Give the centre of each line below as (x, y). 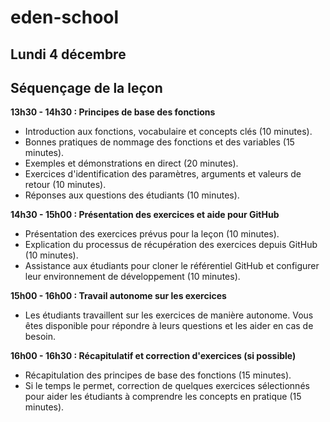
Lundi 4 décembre (68, 54)
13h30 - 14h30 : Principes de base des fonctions (113, 112)
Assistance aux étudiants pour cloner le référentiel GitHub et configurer (172, 266)
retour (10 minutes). (65, 185)
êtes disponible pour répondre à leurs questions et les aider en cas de (169, 326)
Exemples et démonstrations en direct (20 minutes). (131, 163)
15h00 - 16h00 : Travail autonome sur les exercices (118, 296)
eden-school (65, 17)
